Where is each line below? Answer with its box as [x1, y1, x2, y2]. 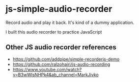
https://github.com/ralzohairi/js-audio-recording [12, 61, 111, 67]
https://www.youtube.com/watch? [12, 66, 82, 72]
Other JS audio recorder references [5, 43, 117, 52]
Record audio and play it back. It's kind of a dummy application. [5, 20, 135, 25]
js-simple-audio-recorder [5, 3, 112, 15]
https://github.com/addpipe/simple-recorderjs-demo [12, 56, 120, 62]
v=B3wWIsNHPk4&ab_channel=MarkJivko [12, 72, 99, 78]
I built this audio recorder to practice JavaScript [5, 29, 102, 35]
